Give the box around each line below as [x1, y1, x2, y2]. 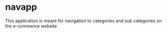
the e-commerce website [5, 23, 57, 29]
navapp [5, 1, 37, 13]
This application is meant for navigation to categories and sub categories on [5, 18, 162, 24]
